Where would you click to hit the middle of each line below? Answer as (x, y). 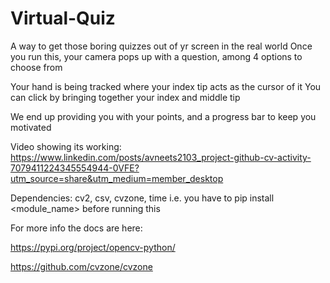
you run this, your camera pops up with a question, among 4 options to (156, 56)
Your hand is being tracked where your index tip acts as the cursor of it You (166, 86)
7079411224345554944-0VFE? (75, 168)
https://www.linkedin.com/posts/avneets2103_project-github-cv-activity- (161, 157)
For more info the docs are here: (76, 228)
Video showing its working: (66, 146)
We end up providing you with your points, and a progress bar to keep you (163, 116)
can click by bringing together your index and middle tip (125, 97)
